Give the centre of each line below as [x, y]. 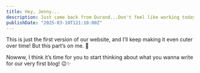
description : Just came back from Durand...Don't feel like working [93, 17]
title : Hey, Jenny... [33, 12]
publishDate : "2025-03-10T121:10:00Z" [54, 23]
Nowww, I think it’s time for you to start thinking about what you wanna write [100, 58]
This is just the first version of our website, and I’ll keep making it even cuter [100, 40]
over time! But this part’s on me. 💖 [48, 46]
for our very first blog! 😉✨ [39, 64]
